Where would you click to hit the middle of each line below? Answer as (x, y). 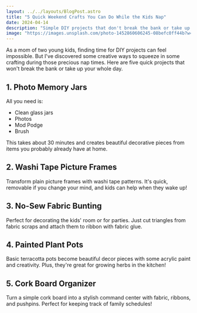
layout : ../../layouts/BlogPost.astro (53, 11)
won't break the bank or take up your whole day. (64, 69)
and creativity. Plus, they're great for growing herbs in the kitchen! (86, 265)
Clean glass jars (34, 113)
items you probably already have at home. (57, 149)
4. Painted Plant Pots (45, 245)
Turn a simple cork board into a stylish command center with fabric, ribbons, (98, 298)
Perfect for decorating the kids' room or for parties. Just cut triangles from (96, 220)
